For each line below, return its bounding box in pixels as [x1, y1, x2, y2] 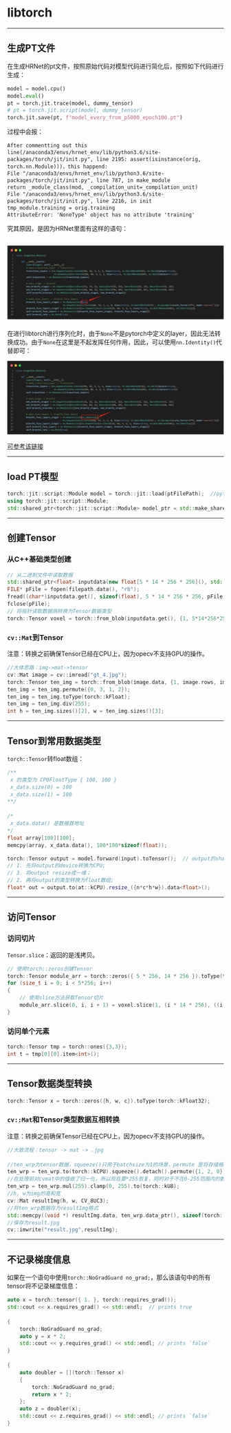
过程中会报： [7, 127, 43, 136]
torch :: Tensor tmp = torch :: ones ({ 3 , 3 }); [7, 1043, 128, 1051]
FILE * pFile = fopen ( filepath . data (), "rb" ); [7, 586, 140, 593]
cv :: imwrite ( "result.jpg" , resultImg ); [7, 1226, 118, 1233]
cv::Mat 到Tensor [7, 632, 64, 642]
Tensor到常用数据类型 [7, 735, 102, 746]
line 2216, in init [96, 198, 153, 205]
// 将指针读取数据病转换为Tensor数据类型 [7, 607, 112, 614]
